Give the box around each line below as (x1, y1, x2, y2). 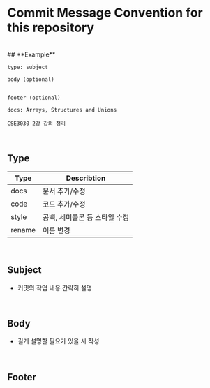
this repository (7, 20, 94, 36)
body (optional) (7, 75, 54, 83)
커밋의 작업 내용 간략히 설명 (17, 283, 93, 292)
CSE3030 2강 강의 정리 (7, 120, 66, 127)
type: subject (7, 64, 49, 70)
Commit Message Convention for (7, 5, 204, 21)
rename (10, 225, 36, 234)
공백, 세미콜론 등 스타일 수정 (42, 212, 129, 222)
